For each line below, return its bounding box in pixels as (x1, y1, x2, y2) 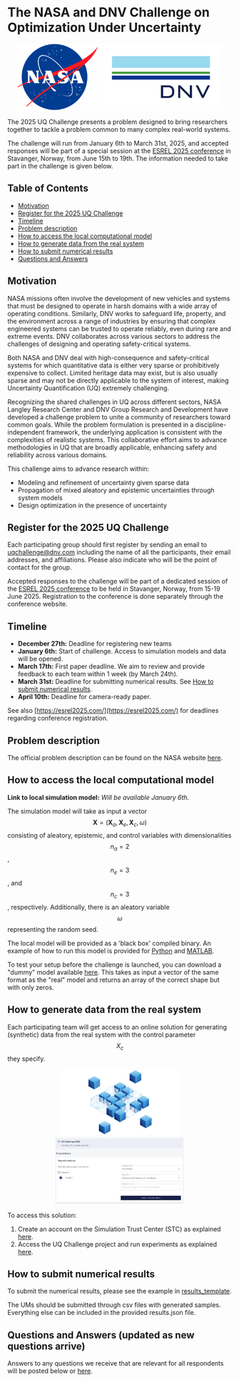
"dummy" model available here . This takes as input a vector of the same (7, 968, 219, 976)
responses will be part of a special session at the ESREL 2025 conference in (7, 146, 231, 155)
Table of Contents (7, 183, 89, 195)
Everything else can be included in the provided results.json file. (7, 1309, 196, 1317)
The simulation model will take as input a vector (7, 807, 148, 816)
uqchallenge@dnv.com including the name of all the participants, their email (7, 548, 231, 557)
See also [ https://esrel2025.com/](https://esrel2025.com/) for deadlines (7, 706, 219, 715)
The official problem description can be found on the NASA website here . (7, 753, 223, 762)
